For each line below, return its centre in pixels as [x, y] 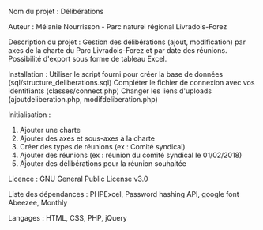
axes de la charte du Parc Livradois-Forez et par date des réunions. [118, 50]
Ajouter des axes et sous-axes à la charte [87, 138]
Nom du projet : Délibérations [56, 11]
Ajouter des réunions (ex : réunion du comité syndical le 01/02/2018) [131, 155]
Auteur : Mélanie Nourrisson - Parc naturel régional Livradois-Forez [118, 26]
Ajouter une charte [50, 130]
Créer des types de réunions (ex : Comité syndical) [102, 147]
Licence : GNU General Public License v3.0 [78, 179]
